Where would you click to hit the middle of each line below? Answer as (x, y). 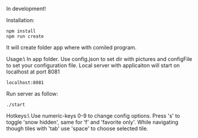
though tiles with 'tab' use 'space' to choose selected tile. (77, 128)
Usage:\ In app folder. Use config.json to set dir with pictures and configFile (99, 59)
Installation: (20, 20)
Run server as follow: (32, 94)
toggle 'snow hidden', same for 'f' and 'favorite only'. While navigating (92, 122)
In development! (26, 9)
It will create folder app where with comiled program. (71, 47)
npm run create (25, 36)
